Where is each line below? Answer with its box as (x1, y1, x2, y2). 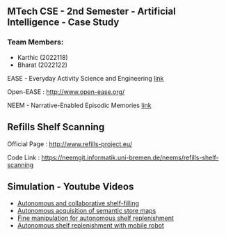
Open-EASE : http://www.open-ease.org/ (7, 87, 125, 96)
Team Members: (7, 38, 64, 47)
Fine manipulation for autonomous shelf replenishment (17, 214, 174, 222)
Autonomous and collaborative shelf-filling (17, 199, 139, 207)
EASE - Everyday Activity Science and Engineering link (7, 74, 164, 82)
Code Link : (7, 153, 40, 162)
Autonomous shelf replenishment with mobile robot (17, 221, 165, 230)
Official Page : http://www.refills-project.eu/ (7, 139, 133, 148)
